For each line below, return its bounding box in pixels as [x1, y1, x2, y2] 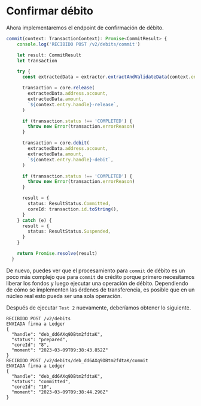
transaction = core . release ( [22, 85, 95, 91]
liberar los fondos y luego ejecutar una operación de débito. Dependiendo [6, 279, 188, 287]
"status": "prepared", [11, 336, 68, 342]
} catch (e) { [17, 217, 52, 223]
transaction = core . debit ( [22, 140, 90, 146]
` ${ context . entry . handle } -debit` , [28, 157, 114, 163]
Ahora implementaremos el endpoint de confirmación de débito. [6, 24, 164, 31]
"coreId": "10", [11, 384, 52, 390]
